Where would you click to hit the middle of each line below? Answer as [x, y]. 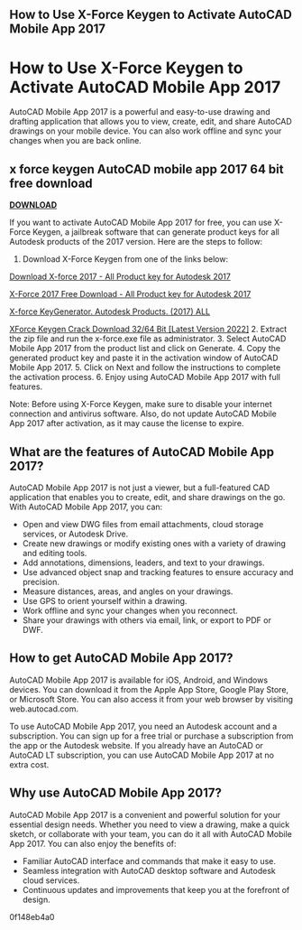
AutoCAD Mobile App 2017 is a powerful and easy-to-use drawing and [140, 112]
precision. [41, 581]
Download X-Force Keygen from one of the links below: [125, 259]
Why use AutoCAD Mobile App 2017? [116, 793]
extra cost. [29, 764]
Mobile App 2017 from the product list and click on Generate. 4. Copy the [145, 349]
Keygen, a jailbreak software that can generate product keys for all [156, 232]
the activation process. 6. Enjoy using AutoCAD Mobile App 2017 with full [145, 377]
